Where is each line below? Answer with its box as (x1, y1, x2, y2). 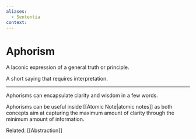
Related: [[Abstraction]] (6, 127, 62, 134)
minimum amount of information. (6, 116, 85, 123)
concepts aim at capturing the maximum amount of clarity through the (6, 109, 175, 117)
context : (6, 19, 27, 25)
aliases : (6, 8, 27, 15)
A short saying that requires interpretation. (6, 75, 108, 82)
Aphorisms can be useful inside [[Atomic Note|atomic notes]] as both (6, 103, 173, 110)
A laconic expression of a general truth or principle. (6, 64, 129, 71)
